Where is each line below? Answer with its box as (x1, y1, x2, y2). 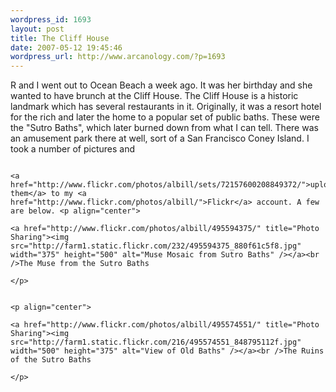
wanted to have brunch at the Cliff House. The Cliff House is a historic (10, 90, 299, 102)
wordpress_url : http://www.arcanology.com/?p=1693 (10, 52, 226, 62)
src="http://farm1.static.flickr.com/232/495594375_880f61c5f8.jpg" (10, 241, 302, 251)
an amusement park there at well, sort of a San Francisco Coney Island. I (10, 132, 310, 145)
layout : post (10, 24, 65, 34)
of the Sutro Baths (10, 355, 92, 365)
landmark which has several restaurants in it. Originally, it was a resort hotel (10, 101, 322, 113)
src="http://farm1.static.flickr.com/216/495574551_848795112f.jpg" (10, 337, 302, 348)
